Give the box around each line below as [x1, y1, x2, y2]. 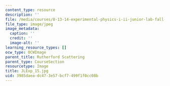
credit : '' [10, 36, 33, 41]
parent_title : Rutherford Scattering [5, 54, 85, 60]
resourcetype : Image [5, 64, 49, 69]
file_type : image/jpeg [5, 21, 53, 27]
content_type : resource [5, 7, 56, 13]
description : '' [5, 12, 39, 17]
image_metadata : [5, 26, 39, 31]
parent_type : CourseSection [5, 59, 65, 64]
